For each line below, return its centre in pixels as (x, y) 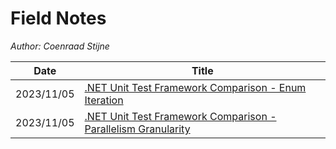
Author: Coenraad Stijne (60, 46)
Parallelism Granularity (137, 129)
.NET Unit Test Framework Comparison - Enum (195, 87)
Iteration (104, 100)
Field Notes (58, 18)
